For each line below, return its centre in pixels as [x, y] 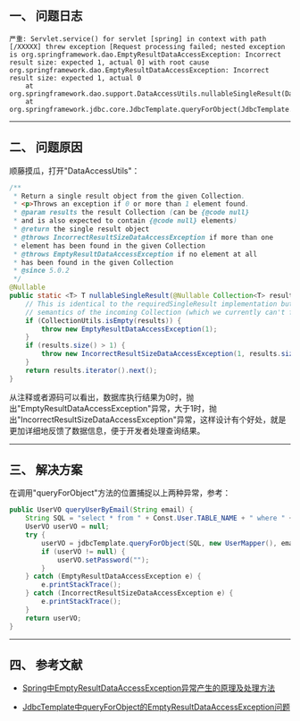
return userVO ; [54, 618]
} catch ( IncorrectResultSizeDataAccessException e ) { [129, 593]
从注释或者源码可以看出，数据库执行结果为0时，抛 [102, 397]
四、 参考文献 [46, 665]
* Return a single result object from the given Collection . [129, 196]
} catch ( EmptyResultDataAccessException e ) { [113, 577]
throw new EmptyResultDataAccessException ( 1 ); [129, 329]
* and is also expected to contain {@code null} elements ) [125, 221]
